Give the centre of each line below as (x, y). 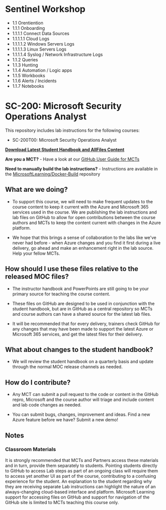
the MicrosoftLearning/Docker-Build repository (53, 174)
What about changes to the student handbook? (79, 350)
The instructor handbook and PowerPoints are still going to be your (81, 288)
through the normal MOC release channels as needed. (67, 367)
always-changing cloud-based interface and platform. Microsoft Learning (80, 492)
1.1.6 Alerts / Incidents (34, 81)
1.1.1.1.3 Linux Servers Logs (39, 49)
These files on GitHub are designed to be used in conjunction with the (83, 303)
